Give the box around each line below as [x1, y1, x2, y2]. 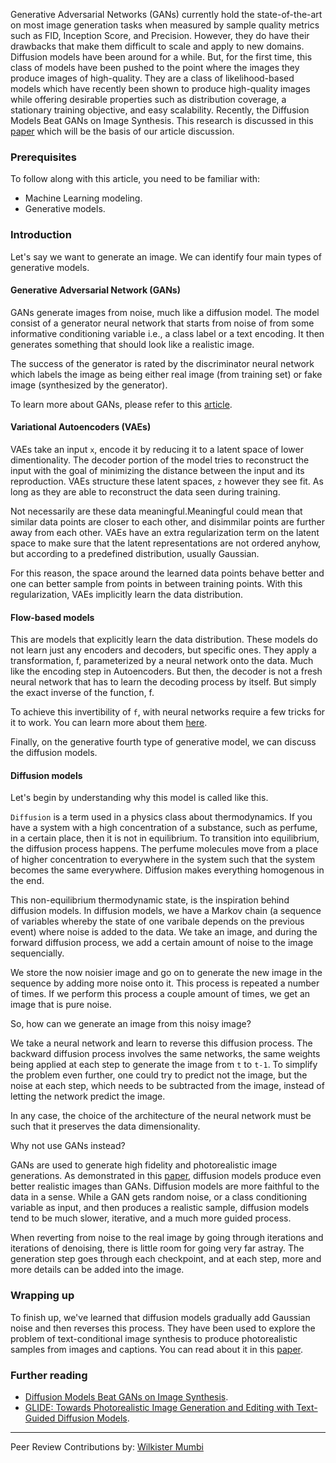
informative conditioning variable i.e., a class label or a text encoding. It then [10, 327, 325, 339]
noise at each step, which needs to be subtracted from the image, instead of [10, 1080, 325, 1092]
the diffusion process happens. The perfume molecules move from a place [10, 843, 318, 855]
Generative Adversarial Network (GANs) [10, 284, 181, 296]
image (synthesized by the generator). [10, 379, 168, 391]
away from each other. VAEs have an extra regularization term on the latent [10, 527, 320, 538]
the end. [10, 875, 45, 887]
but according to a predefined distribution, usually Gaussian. [10, 548, 260, 559]
